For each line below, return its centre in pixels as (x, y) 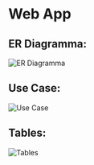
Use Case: (35, 88)
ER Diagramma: (47, 44)
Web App (40, 14)
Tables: (27, 133)
